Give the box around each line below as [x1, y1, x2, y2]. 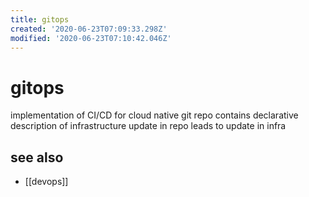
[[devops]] [24, 176, 69, 188]
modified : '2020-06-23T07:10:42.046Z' [10, 33, 172, 43]
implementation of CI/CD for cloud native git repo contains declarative [10, 109, 299, 121]
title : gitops [10, 14, 70, 25]
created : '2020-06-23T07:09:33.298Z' [10, 24, 168, 34]
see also [10, 149, 64, 166]
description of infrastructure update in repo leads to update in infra [10, 120, 287, 132]
